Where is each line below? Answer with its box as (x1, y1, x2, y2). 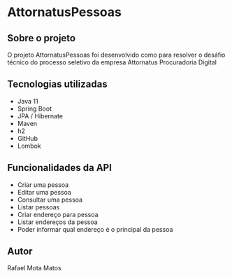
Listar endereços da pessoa (17, 218, 98, 226)
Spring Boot (17, 104, 52, 113)
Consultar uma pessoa (17, 195, 82, 204)
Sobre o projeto (7, 32, 75, 44)
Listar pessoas (17, 202, 60, 211)
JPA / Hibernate (17, 111, 64, 120)
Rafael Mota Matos (7, 264, 61, 272)
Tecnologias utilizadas (7, 78, 108, 90)
